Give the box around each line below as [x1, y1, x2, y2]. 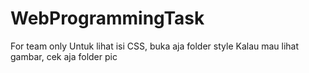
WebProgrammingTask [10, 7, 205, 30]
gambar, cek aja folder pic [10, 50, 118, 62]
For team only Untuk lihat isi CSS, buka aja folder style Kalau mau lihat [10, 40, 300, 52]
